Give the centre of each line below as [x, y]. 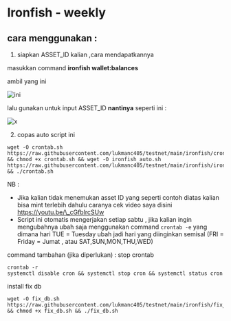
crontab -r [23, 267]
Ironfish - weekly [57, 13]
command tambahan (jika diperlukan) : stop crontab [81, 255]
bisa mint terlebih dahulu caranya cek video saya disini [95, 205]
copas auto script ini [46, 135]
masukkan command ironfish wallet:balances [73, 68]
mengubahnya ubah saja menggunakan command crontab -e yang [112, 227]
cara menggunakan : [52, 38]
